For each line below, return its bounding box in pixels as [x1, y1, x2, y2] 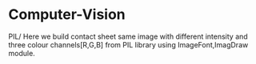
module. [8, 48, 36, 58]
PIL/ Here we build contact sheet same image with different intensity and [8, 32, 248, 41]
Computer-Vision [8, 6, 126, 24]
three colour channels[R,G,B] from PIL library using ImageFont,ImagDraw [8, 40, 249, 49]
